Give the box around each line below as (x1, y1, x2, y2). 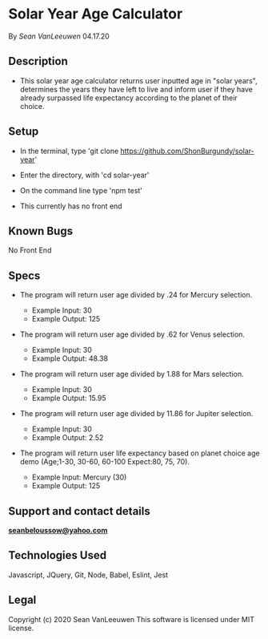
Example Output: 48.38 (31, 354, 109, 363)
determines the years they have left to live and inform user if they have (19, 84, 254, 94)
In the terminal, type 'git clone (19, 146, 119, 156)
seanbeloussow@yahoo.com (8, 526, 108, 535)
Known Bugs (8, 224, 74, 237)
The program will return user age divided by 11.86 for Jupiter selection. (19, 409, 254, 419)
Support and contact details (8, 504, 150, 518)
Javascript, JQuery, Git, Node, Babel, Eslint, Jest (8, 570, 169, 580)
